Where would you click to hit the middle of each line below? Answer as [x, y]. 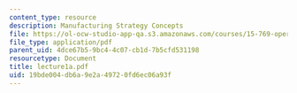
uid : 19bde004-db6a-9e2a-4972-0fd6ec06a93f [91, 75]
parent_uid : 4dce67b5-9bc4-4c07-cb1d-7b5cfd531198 [104, 50]
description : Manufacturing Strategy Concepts [96, 26]
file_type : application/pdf [61, 42]
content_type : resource [53, 17]
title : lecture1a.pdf [49, 67]
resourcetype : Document [53, 58]
